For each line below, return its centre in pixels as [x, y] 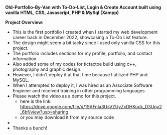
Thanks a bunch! [30, 128]
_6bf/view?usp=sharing [44, 112]
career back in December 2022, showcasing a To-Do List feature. [80, 37]
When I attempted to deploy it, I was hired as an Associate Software [82, 85]
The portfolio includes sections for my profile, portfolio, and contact [82, 53]
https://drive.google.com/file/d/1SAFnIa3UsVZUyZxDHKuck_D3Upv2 [91, 107]
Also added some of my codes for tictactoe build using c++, [74, 64]
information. [25, 59]
